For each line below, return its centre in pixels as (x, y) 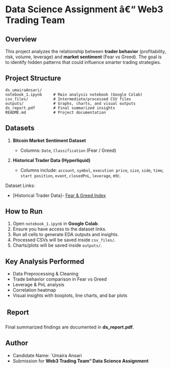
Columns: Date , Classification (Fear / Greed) (68, 150)
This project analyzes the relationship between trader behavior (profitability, (86, 51)
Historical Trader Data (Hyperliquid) (52, 160)
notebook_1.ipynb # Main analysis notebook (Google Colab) (74, 95)
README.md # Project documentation (56, 112)
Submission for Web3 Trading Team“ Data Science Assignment (81, 361)
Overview (21, 39)
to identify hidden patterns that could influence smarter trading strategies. (83, 62)
